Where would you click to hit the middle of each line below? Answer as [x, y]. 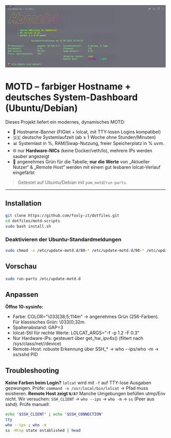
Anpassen [22, 295]
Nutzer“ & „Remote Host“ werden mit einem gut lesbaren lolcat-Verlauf [87, 167]
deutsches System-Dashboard [72, 97]
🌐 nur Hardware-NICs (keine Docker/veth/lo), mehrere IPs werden [82, 151]
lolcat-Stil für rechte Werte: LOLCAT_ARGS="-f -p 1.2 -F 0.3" [76, 333]
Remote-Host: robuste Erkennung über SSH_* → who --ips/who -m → [86, 349]
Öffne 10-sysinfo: [24, 307]
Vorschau [21, 266]
